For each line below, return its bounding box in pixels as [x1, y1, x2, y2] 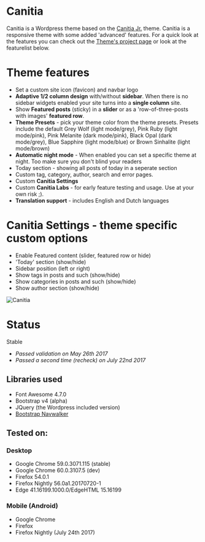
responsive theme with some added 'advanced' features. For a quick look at [6, 31, 199, 38]
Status [6, 318, 41, 331]
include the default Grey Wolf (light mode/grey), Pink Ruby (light [15, 125, 177, 133]
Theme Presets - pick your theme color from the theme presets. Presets [15, 118, 199, 126]
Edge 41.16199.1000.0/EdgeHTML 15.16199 [15, 486, 122, 494]
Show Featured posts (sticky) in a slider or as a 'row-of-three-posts [15, 106, 188, 113]
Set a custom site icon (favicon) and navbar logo [15, 86, 139, 93]
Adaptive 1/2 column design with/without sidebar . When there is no [15, 92, 188, 99]
